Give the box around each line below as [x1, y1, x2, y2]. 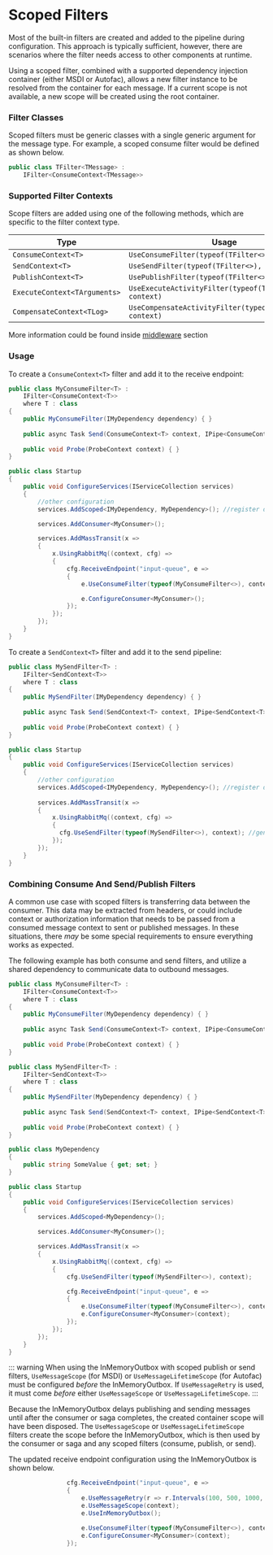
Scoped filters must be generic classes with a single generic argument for [8, 130, 256, 140]
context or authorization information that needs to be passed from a [8, 913, 236, 924]
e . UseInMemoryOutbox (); [80, 1509, 162, 1518]
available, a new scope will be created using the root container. [8, 91, 220, 101]
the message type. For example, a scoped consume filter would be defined [8, 139, 260, 149]
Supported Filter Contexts [8, 189, 114, 201]
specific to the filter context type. [8, 217, 120, 227]
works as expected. [8, 939, 75, 949]
